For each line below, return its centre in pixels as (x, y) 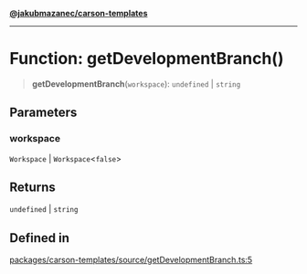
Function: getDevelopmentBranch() (147, 59)
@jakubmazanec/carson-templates (79, 13)
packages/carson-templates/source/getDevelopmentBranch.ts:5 (131, 260)
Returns (33, 188)
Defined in (40, 238)
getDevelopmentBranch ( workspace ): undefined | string (136, 84)
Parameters (43, 113)
